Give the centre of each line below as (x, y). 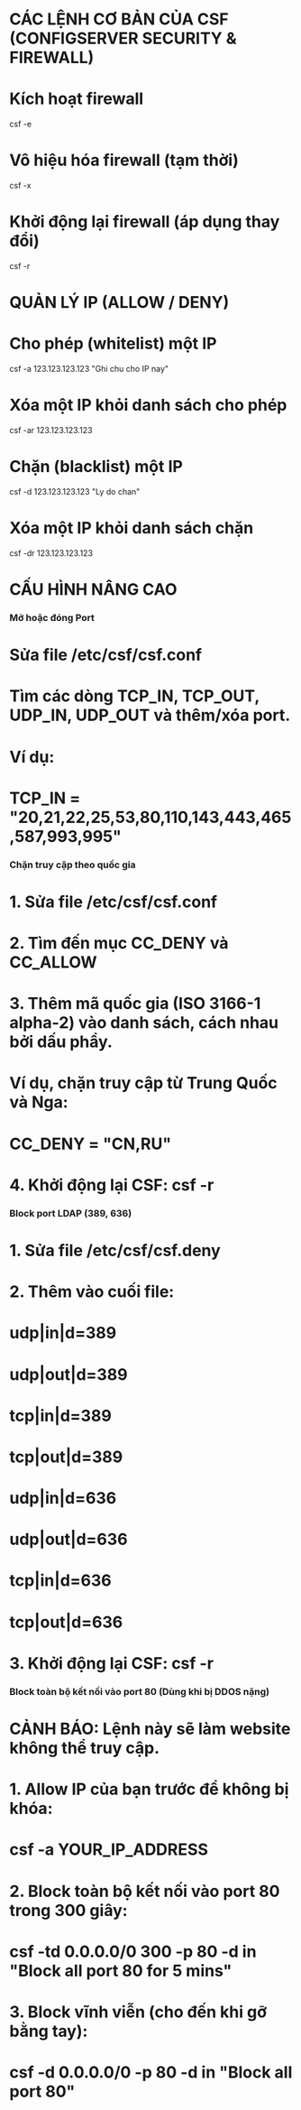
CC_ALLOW (53, 962)
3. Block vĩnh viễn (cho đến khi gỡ (138, 2012)
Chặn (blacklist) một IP (96, 467)
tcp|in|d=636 (61, 1581)
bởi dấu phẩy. (61, 1042)
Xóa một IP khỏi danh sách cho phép (148, 405)
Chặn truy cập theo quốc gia (73, 865)
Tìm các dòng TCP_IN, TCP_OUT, (134, 696)
